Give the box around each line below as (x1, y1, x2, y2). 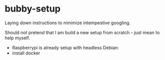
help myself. (5, 35, 30, 41)
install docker (12, 50, 40, 56)
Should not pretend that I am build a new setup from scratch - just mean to (5, 29, 160, 35)
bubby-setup (5, 3, 61, 15)
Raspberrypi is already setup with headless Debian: (12, 44, 119, 50)
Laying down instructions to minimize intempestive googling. (5, 20, 131, 26)
